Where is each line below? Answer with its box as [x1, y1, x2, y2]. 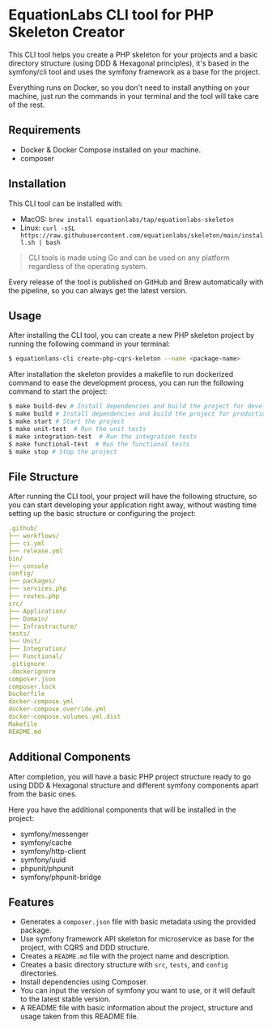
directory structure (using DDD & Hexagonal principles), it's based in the [8, 58, 249, 68]
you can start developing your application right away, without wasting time [8, 500, 257, 510]
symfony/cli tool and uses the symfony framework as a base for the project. [8, 66, 261, 76]
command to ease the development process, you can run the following [8, 378, 244, 388]
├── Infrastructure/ [8, 622, 79, 630]
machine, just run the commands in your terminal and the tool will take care [8, 91, 259, 100]
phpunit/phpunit [19, 863, 74, 873]
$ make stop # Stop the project [8, 447, 117, 455]
